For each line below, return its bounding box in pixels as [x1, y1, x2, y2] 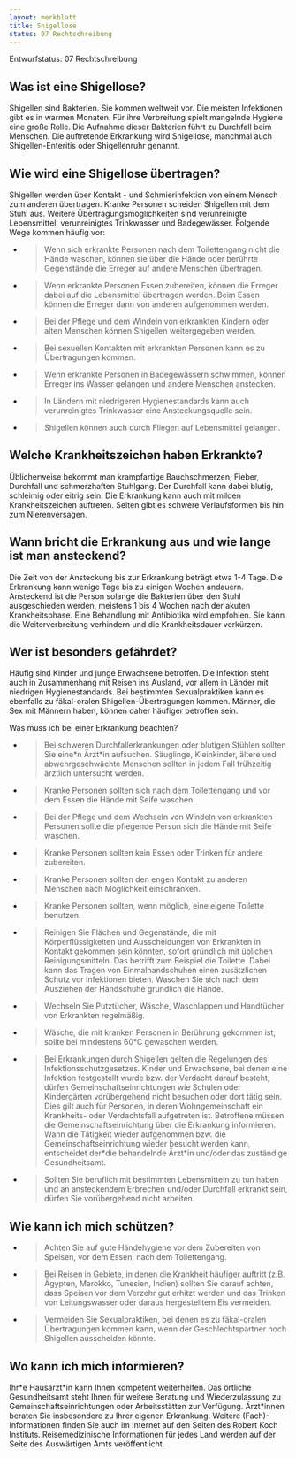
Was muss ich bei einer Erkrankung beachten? [9, 723, 178, 733]
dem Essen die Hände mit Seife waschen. [43, 794, 196, 805]
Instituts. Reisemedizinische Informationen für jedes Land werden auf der [9, 1430, 277, 1440]
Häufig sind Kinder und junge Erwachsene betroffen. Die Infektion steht [9, 668, 269, 679]
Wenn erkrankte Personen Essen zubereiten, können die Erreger [43, 280, 278, 290]
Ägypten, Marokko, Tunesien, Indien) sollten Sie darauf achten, [43, 1278, 274, 1289]
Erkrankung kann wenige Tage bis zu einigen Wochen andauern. [9, 581, 245, 592]
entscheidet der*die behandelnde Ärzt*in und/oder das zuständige [43, 1147, 288, 1159]
